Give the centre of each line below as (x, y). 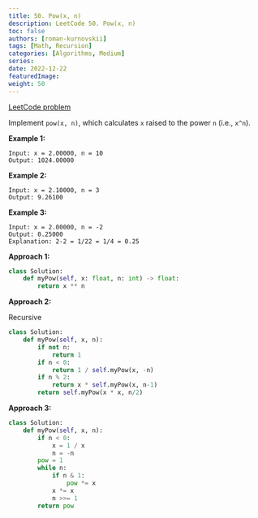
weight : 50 (27, 83)
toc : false (27, 31)
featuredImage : (34, 76)
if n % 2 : (54, 378)
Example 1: (27, 138)
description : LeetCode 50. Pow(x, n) (72, 24)
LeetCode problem (40, 107)
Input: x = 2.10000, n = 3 (54, 190)
